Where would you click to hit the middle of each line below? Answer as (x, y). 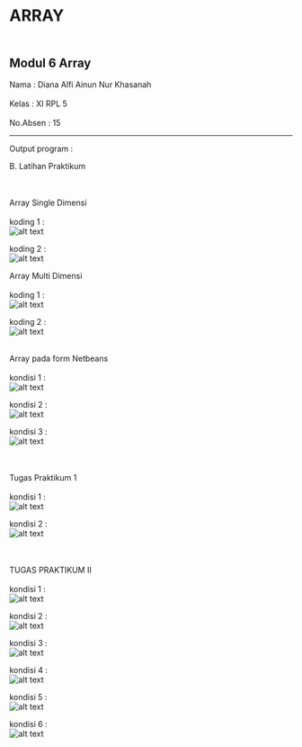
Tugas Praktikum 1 (43, 477)
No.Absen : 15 (35, 123)
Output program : (41, 148)
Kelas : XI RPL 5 (38, 103)
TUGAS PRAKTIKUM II (50, 570)
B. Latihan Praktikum (48, 166)
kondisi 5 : (28, 697)
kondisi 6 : (28, 724)
